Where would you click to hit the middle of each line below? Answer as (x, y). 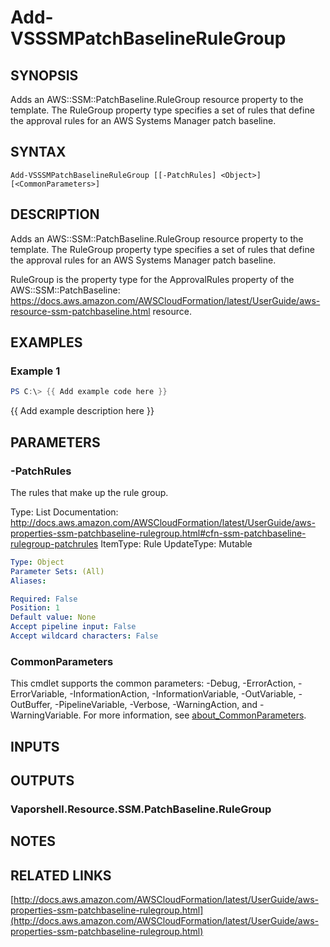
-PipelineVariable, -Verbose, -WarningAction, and (156, 705)
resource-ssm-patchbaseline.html (80, 311)
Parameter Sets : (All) (57, 571)
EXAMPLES (46, 342)
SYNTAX (38, 152)
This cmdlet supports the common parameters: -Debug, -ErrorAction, (153, 683)
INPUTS (35, 746)
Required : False (44, 599)
